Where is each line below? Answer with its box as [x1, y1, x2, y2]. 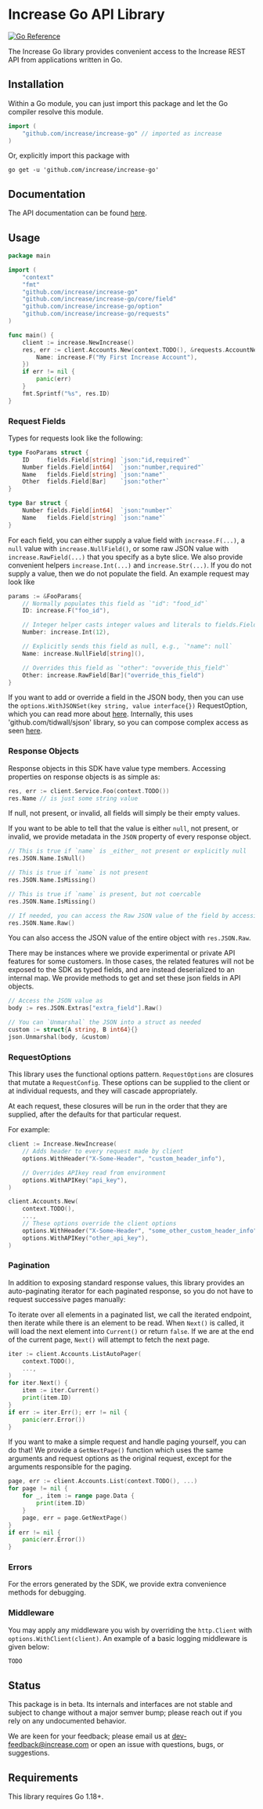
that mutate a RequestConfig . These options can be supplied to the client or [8, 1078, 250, 1087]
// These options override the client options [22, 1219, 177, 1228]
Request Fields [8, 415, 67, 426]
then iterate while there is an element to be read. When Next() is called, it [8, 1317, 245, 1328]
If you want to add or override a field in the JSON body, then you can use [8, 693, 244, 702]
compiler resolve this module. [8, 107, 104, 116]
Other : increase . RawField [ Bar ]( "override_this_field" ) [22, 671, 205, 679]
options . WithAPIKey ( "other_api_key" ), [22, 1234, 149, 1242]
